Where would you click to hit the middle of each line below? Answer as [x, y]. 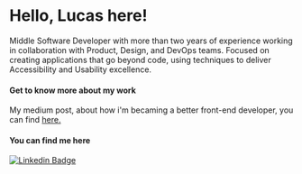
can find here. [35, 120]
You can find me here [50, 140]
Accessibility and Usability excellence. [80, 69]
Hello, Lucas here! [78, 16]
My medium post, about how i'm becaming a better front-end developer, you [151, 110]
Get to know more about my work [73, 90]
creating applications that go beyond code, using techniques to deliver [141, 60]
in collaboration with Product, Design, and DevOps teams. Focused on [140, 50]
